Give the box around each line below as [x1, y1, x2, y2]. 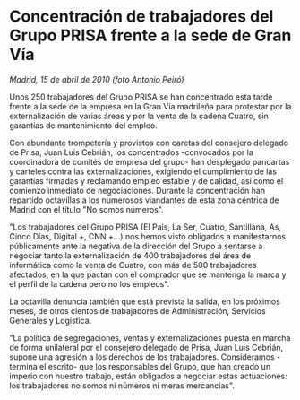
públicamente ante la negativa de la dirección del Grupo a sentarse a [9, 240, 263, 251]
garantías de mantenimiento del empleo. [9, 119, 159, 131]
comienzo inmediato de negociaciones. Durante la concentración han [9, 185, 266, 196]
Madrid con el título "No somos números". [9, 204, 164, 214]
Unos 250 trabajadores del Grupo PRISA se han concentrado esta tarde [9, 91, 273, 102]
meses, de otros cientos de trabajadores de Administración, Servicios [9, 305, 266, 316]
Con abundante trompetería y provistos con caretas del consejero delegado [9, 137, 289, 148]
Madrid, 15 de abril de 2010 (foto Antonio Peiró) [9, 74, 185, 84]
